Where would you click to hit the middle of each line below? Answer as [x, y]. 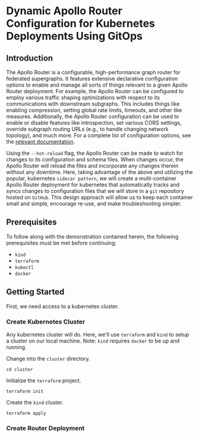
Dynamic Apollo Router [64, 11]
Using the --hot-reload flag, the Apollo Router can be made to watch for [95, 153]
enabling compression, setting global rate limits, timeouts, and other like [94, 110]
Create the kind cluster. [35, 402]
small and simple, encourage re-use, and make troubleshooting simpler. [94, 204]
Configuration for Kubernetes [81, 23]
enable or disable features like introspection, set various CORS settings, [94, 123]
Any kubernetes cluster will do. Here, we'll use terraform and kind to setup [98, 334]
